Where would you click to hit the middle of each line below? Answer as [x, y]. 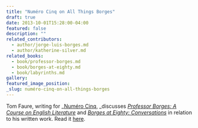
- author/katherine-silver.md [49, 51]
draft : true [21, 17]
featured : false [26, 28]
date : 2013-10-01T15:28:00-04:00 [47, 23]
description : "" [26, 34]
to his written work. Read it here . [46, 118]
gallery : [17, 78]
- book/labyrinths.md [38, 73]
